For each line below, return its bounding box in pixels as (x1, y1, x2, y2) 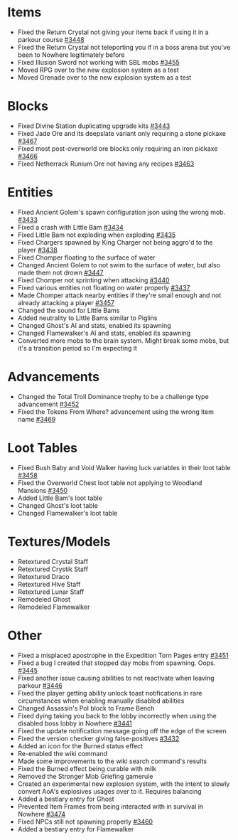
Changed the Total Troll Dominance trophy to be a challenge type (17, 392, 210, 400)
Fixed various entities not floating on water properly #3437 (17, 283, 190, 292)
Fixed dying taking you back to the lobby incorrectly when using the (17, 711, 217, 720)
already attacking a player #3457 (17, 298, 115, 307)
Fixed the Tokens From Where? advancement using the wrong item (17, 407, 215, 416)
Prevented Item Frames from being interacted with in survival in (17, 802, 204, 811)
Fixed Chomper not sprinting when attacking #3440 (17, 275, 170, 285)
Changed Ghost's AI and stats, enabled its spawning (17, 321, 172, 329)
